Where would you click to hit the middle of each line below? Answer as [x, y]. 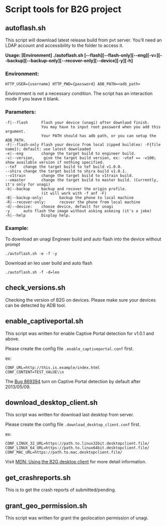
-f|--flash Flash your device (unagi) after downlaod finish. [77, 122]
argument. [16, 131]
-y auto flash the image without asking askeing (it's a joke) [78, 211]
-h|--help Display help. [38, 215]
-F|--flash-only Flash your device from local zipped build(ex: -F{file [83, 145]
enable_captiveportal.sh [44, 321]
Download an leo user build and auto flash [49, 263]
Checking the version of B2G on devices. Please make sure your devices [80, 300]
